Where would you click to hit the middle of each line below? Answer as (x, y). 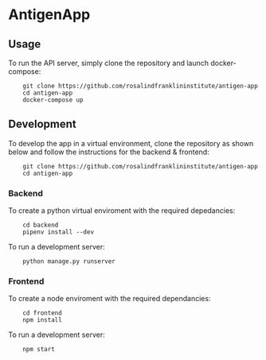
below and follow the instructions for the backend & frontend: (109, 152)
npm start (39, 350)
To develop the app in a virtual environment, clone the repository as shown (131, 143)
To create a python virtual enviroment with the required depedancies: (122, 211)
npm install (42, 320)
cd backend (41, 225)
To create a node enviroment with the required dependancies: (110, 299)
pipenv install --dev (58, 232)
